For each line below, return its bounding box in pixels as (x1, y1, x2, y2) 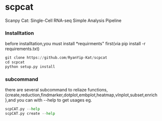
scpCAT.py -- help (5, 106, 40, 112)
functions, (87, 87, 108, 93)
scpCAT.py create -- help (5, 111, 55, 116)
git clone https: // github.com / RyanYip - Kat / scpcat (5, 55, 108, 60)
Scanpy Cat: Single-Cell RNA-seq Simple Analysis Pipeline (5, 17, 122, 23)
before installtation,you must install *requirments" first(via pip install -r (5, 41, 146, 47)
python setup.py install (5, 64, 55, 69)
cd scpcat (5, 60, 25, 65)
